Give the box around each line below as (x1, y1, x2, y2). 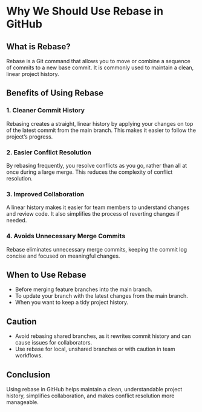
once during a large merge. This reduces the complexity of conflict (6, 168, 173, 176)
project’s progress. (6, 132, 53, 140)
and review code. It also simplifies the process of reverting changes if (6, 210, 180, 218)
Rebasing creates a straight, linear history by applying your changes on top (6, 120, 194, 127)
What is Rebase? (6, 41, 71, 52)
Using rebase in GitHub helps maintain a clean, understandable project (6, 386, 183, 393)
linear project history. (6, 70, 59, 77)
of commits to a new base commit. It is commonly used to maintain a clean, (6, 64, 194, 71)
